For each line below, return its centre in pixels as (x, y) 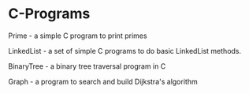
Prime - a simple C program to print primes (78, 36)
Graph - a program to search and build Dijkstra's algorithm (103, 81)
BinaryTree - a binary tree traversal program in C (87, 66)
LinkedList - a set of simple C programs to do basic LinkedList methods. (125, 51)
